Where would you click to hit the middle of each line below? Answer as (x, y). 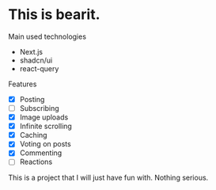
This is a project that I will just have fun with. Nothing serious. (108, 178)
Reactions (36, 162)
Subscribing (39, 108)
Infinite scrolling (46, 126)
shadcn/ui (36, 60)
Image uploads (44, 117)
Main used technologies (47, 36)
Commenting (41, 153)
